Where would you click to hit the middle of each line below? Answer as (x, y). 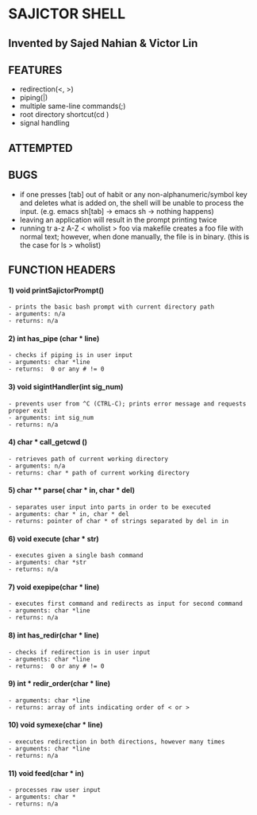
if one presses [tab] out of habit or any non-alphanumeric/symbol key (133, 194)
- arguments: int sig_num (51, 417)
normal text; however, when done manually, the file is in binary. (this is (134, 236)
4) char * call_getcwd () (48, 442)
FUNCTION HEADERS (62, 270)
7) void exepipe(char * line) (54, 587)
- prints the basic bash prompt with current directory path (111, 307)
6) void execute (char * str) (54, 538)
